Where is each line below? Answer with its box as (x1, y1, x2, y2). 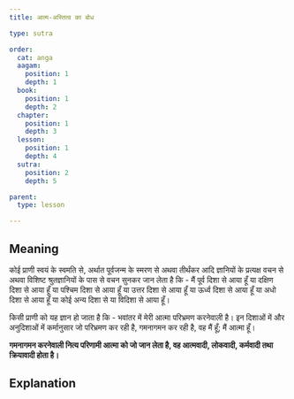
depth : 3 (25, 127, 57, 136)
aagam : (17, 61, 41, 71)
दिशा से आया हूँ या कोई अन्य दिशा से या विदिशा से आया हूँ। (9, 294, 170, 305)
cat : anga (17, 53, 53, 62)
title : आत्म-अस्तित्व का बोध (9, 12, 94, 22)
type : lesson (17, 201, 65, 210)
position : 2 (25, 168, 69, 177)
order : (9, 45, 34, 54)
